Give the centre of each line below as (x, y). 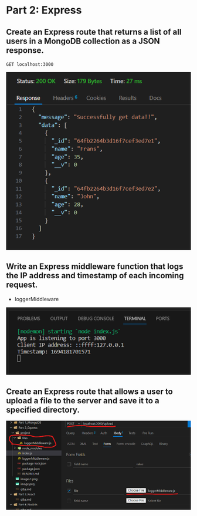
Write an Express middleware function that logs (95, 267)
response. (25, 50)
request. (22, 285)
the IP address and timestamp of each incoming (95, 276)
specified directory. (43, 409)
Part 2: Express (44, 10)
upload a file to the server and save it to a (83, 401)
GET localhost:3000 (30, 65)
